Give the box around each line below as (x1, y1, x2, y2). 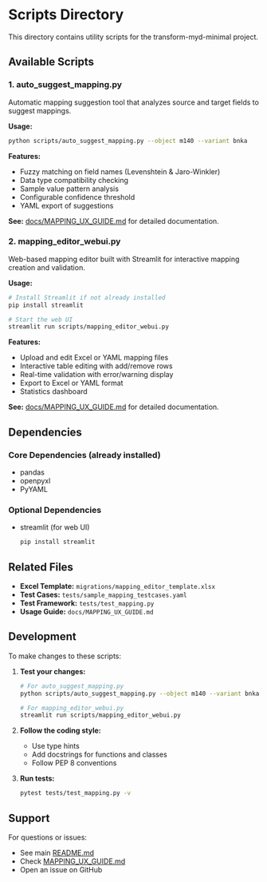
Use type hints (31, 741, 80, 751)
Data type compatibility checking (19, 175, 129, 185)
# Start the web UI (8, 316, 73, 324)
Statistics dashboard (19, 387, 88, 396)
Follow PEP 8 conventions (31, 758, 117, 768)
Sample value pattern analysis (19, 184, 120, 193)
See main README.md (19, 848, 94, 857)
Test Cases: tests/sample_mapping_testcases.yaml (19, 590, 187, 599)
